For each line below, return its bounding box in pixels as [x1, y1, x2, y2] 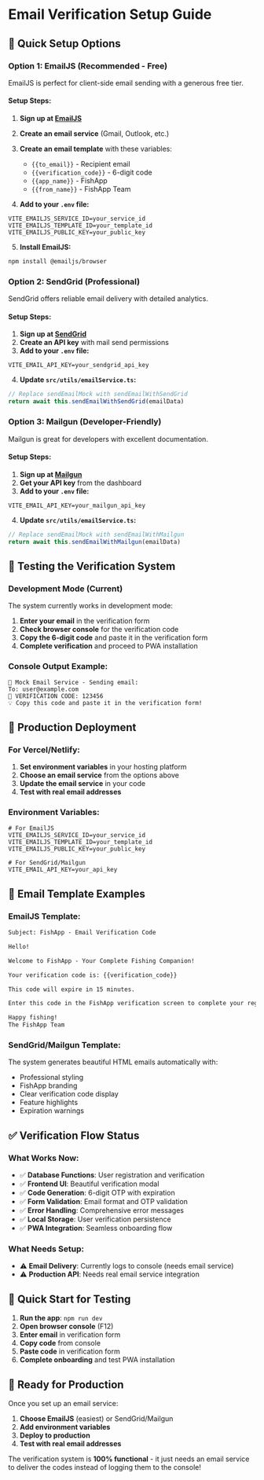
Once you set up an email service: [8, 1399, 119, 1408]
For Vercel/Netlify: [8, 744, 81, 755]
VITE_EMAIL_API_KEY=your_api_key [8, 866, 118, 874]
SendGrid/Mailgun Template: [8, 1040, 121, 1051]
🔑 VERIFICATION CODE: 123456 [8, 692, 104, 700]
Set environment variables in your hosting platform [19, 762, 187, 772]
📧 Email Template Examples [8, 887, 145, 901]
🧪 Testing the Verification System [8, 560, 176, 573]
